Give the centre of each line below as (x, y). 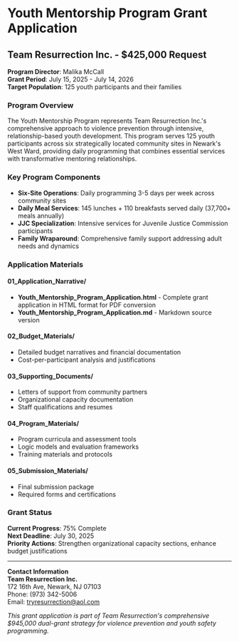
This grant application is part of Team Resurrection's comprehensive (108, 616)
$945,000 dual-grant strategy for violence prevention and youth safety (112, 623)
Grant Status (30, 513)
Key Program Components (54, 178)
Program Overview (41, 105)
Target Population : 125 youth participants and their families (95, 87)
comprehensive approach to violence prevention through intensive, (106, 128)
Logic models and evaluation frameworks (78, 447)
